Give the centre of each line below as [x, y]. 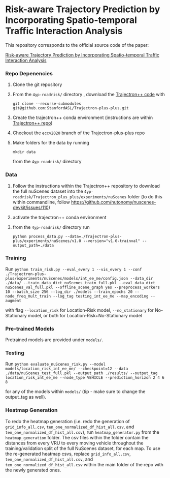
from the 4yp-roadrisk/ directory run [51, 227]
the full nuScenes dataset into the [48, 191]
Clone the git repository [37, 84]
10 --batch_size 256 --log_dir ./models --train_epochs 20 [69, 292]
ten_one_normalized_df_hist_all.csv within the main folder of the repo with [84, 464]
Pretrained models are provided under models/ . [54, 340]
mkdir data [24, 152]
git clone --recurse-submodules [47, 104]
